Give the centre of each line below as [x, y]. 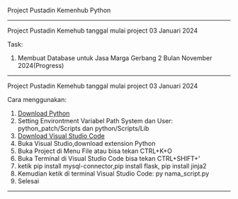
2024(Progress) [41, 66]
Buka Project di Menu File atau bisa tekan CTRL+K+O [95, 151]
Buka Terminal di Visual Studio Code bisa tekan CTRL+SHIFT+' [109, 158]
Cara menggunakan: [37, 100]
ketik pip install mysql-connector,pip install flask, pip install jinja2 [112, 166]
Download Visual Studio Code [61, 136]
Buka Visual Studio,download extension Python [86, 143]
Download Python [44, 113]
